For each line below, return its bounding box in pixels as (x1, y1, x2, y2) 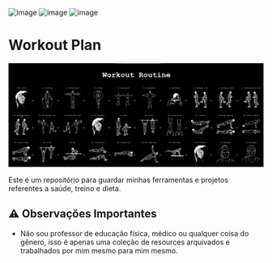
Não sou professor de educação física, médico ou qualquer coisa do (19, 228, 249, 238)
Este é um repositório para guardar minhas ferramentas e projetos (8, 175, 229, 185)
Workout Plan (8, 36, 102, 54)
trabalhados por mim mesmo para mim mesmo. (19, 245, 178, 255)
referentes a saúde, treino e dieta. (8, 183, 121, 193)
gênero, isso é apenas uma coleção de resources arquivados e (19, 237, 231, 247)
